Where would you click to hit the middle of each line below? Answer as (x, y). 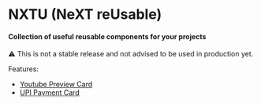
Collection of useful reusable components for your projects (107, 36)
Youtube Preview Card (56, 85)
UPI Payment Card (50, 92)
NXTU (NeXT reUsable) (85, 14)
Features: (24, 69)
